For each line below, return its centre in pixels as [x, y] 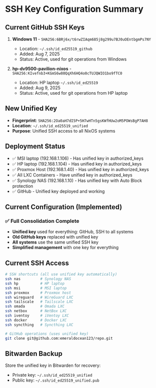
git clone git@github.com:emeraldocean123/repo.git [59, 338]
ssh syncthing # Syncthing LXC [39, 325]
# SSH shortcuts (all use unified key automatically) [61, 275]
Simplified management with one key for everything [65, 247]
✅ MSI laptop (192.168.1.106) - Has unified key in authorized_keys [78, 158]
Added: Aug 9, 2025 [40, 88]
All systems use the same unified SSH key [55, 242]
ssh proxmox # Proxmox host [38, 293]
